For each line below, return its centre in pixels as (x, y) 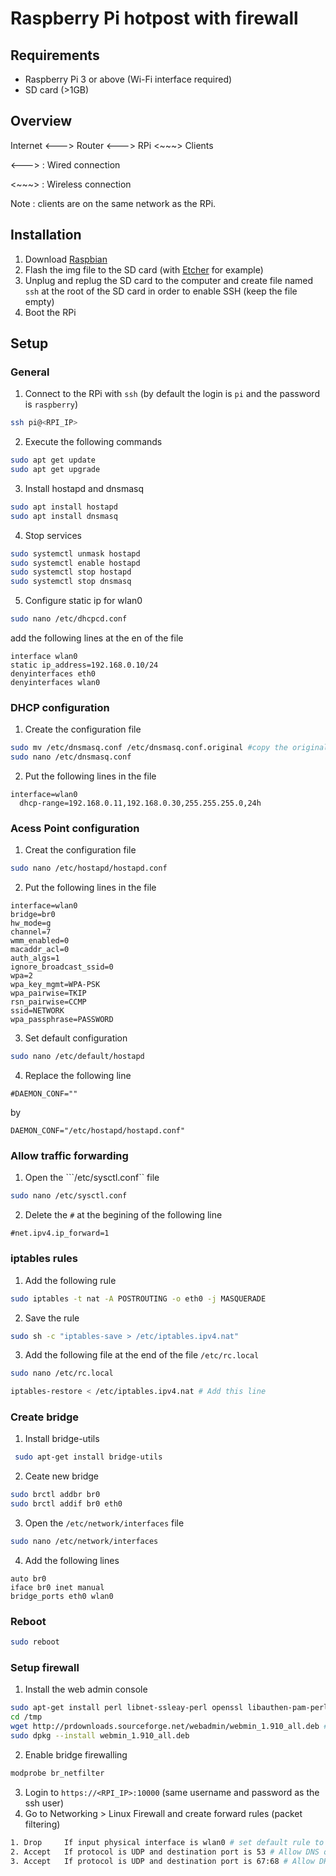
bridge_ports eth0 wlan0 (62, 1596)
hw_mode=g (31, 923)
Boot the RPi (50, 312)
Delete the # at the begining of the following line (123, 1215)
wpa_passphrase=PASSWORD (62, 1020)
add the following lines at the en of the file (97, 638)
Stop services (53, 535)
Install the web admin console (86, 1689)
